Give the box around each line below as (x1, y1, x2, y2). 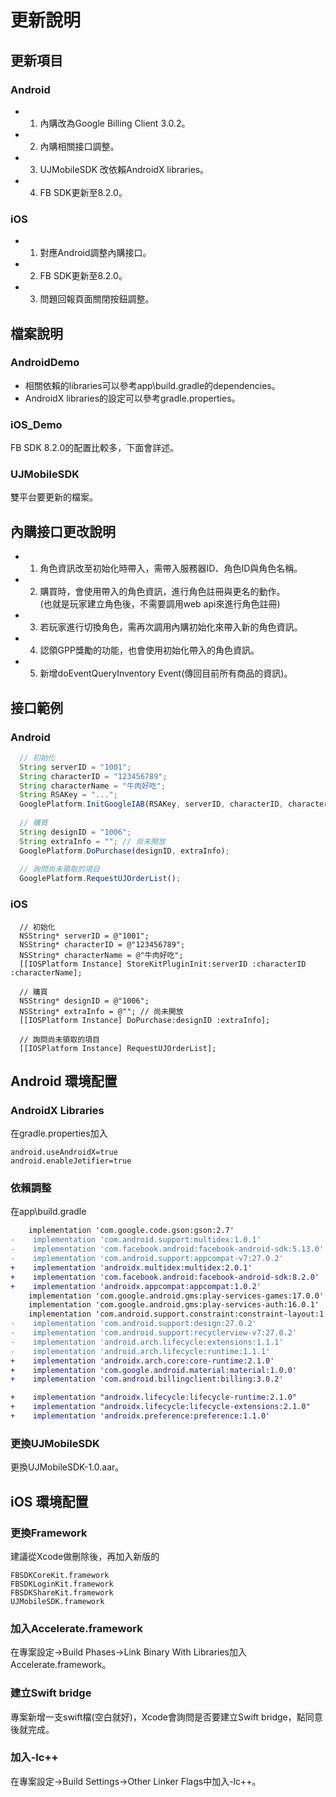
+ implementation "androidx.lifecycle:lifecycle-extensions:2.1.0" (10, 1402, 311, 1412)
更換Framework (10, 1526, 88, 1540)
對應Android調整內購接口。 (39, 247, 152, 259)
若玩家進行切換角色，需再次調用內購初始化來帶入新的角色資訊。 (39, 621, 303, 633)
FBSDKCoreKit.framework (10, 1570, 110, 1580)
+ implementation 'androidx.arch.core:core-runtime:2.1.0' (10, 1356, 275, 1366)
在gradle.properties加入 (10, 1127, 108, 1140)
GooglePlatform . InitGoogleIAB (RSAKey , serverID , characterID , (19, 799, 284, 810)
